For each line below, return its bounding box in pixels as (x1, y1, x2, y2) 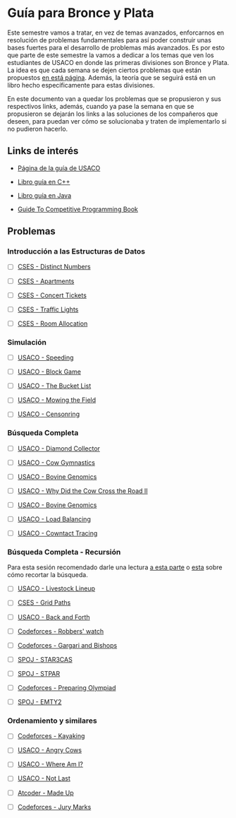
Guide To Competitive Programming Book (17, 205, 139, 213)
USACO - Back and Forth (17, 612, 90, 621)
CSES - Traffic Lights (17, 305, 79, 314)
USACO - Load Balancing (17, 514, 92, 523)
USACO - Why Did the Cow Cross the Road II (17, 486, 148, 495)
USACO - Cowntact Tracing (17, 529, 98, 538)
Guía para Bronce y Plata (7, 5, 154, 21)
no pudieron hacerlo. (7, 124, 68, 133)
